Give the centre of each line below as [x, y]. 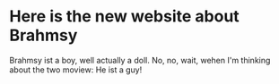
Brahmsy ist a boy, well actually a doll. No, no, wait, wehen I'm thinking [140, 60]
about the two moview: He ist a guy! [76, 70]
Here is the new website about [124, 17]
